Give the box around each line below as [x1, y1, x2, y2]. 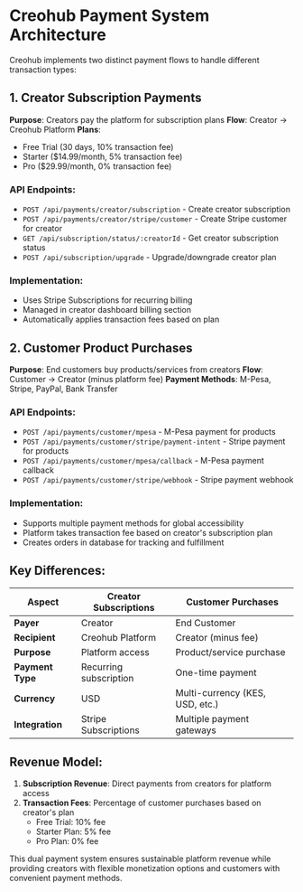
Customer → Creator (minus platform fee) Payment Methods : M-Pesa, [9, 374, 272, 385]
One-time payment [175, 666, 257, 679]
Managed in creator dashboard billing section [22, 305, 192, 315]
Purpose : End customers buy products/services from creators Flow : [9, 364, 263, 375]
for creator [22, 223, 63, 234]
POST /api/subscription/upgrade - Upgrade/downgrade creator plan [22, 252, 277, 263]
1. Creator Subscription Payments [9, 90, 202, 106]
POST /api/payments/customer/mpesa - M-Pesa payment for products [22, 427, 277, 437]
